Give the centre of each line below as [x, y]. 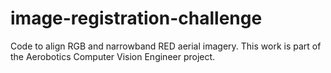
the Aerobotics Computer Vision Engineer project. [113, 56]
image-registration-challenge [136, 18]
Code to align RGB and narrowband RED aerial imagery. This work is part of [166, 46]
